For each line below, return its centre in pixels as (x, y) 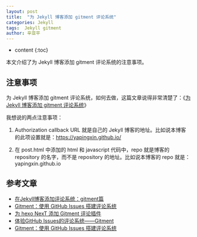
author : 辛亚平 (23, 33)
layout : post (22, 11)
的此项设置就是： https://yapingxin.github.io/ (68, 137)
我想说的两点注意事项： (34, 117)
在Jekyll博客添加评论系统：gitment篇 (59, 199)
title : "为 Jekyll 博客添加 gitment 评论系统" (61, 17)
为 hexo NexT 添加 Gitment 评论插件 (58, 213)
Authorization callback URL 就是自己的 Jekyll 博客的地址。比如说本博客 (100, 130)
